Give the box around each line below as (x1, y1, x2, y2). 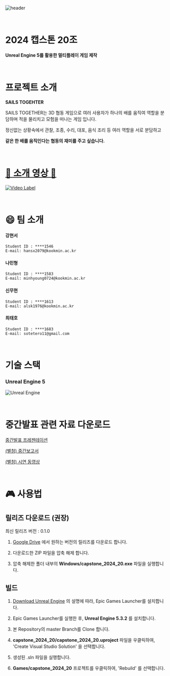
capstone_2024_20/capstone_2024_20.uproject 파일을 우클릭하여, (12, 637, 155, 643)
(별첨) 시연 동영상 (5, 459, 40, 465)
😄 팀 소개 (5, 214, 44, 226)
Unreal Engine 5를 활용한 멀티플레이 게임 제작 (5, 52, 98, 58)
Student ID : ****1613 (5, 299, 54, 304)
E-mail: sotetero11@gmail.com (5, 331, 70, 336)
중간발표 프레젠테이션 (5, 437, 48, 443)
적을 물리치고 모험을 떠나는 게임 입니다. (18, 116, 97, 122)
